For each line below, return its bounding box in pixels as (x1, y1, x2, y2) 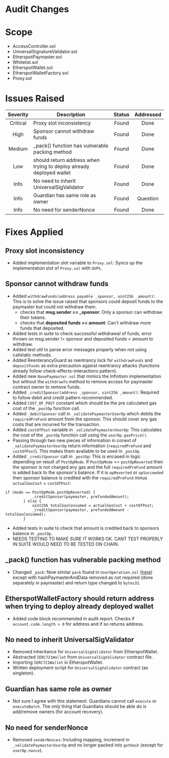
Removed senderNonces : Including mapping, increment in (12, 736, 130, 742)
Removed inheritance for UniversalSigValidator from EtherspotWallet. (12, 649, 158, 655)
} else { (23, 498, 42, 503)
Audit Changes (5, 4, 69, 15)
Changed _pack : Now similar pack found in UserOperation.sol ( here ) (12, 569, 153, 575)
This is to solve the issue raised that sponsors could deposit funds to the (12, 298, 163, 304)
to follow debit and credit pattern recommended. (12, 394, 113, 400)
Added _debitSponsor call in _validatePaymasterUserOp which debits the (12, 410, 161, 416)
